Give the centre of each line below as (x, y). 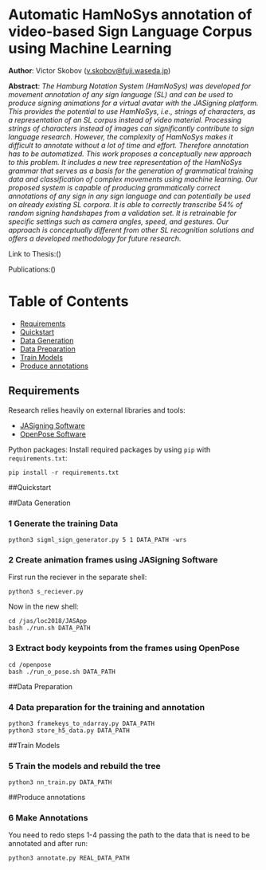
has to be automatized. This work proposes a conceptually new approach (130, 154)
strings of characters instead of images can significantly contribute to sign (131, 128)
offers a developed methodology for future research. (95, 238)
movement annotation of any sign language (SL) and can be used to (121, 94)
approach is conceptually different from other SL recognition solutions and (131, 229)
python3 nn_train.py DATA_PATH (60, 782)
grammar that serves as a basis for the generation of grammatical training (131, 170)
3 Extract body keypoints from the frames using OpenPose (124, 649)
